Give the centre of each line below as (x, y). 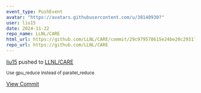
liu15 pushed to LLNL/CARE (40, 62)
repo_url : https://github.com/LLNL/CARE (57, 45)
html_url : (19, 39)
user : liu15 (21, 23)
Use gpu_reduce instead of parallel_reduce (50, 73)
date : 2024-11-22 (28, 28)
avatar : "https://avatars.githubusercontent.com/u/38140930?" (85, 17)
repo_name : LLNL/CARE (33, 34)
